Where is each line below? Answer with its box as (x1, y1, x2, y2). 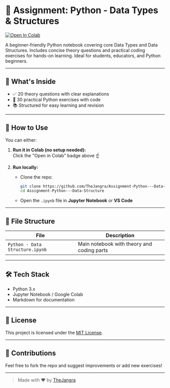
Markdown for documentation (12, 296, 75, 303)
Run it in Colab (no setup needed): (12, 147, 86, 153)
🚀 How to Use (5, 123, 48, 132)
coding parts (77, 247, 108, 254)
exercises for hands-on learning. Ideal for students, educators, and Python (5, 53, 161, 59)
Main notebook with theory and (77, 240, 152, 247)
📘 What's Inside (5, 77, 56, 86)
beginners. (5, 58, 28, 64)
